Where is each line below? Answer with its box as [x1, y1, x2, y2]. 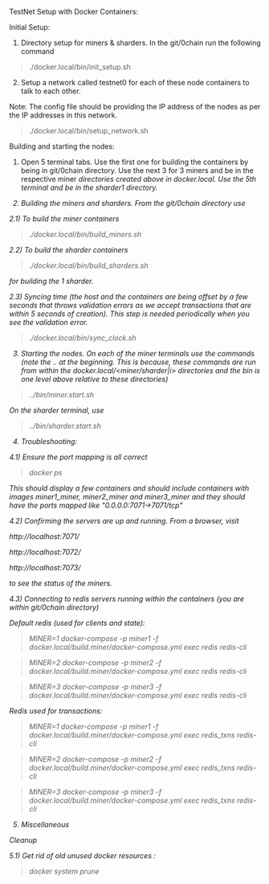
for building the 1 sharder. [9, 277, 94, 286]
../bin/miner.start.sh [28, 390, 95, 399]
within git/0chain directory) [9, 602, 100, 612]
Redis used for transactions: [9, 706, 103, 715]
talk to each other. [20, 86, 81, 96]
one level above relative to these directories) [20, 374, 169, 384]
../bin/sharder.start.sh [28, 421, 101, 430]
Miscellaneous [20, 820, 70, 829]
